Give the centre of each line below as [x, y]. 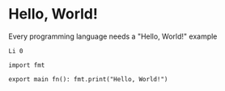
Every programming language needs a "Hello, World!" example [113, 36]
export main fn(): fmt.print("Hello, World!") [88, 79]
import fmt [27, 65]
